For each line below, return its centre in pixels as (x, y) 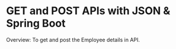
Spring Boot (36, 23)
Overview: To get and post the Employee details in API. (73, 40)
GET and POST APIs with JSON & (88, 11)
